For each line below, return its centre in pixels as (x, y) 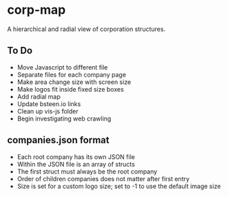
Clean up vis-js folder (48, 111)
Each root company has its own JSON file (76, 156)
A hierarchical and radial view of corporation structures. (86, 29)
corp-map (37, 10)
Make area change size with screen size (74, 82)
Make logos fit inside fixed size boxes (70, 89)
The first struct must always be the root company (87, 172)
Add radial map (39, 96)
